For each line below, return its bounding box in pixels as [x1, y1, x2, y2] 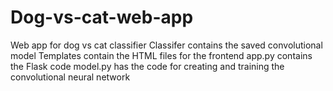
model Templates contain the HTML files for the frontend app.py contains [10, 49, 313, 61]
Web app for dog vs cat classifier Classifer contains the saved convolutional [10, 39, 323, 51]
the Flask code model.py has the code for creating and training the [10, 60, 285, 72]
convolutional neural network [10, 71, 131, 83]
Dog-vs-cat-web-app [10, 6, 194, 29]
